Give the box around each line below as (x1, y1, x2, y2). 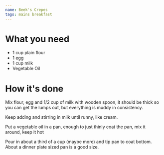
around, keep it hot (5, 129, 44, 135)
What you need (5, 33, 70, 45)
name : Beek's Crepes (5, 7, 48, 12)
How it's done (5, 83, 64, 94)
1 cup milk (12, 60, 33, 66)
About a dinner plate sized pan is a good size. (5, 144, 99, 150)
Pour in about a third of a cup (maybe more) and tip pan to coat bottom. (5, 139, 152, 145)
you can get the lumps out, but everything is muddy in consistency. (5, 105, 143, 111)
